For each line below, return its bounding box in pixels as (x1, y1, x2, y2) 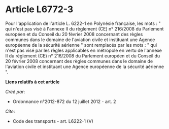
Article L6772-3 (5, 4, 74, 15)
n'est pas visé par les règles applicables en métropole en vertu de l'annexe (5, 47, 162, 53)
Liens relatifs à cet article (5, 79, 60, 85)
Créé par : (5, 88, 25, 94)
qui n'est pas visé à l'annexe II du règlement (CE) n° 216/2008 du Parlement (5, 25, 164, 31)
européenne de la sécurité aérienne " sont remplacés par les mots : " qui (5, 42, 157, 48)
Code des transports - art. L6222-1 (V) (12, 118, 94, 124)
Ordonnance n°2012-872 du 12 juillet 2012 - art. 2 (12, 98, 116, 105)
